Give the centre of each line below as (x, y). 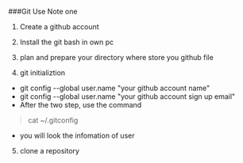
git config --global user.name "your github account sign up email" (127, 97)
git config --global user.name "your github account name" (115, 88)
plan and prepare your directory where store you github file (117, 57)
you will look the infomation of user (77, 135)
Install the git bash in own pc (67, 42)
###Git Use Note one (43, 11)
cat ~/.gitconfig (53, 120)
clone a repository (49, 151)
